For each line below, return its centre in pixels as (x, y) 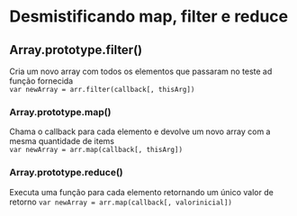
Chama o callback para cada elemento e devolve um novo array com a (140, 131)
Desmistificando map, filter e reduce (149, 17)
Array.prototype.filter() (76, 50)
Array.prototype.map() (60, 112)
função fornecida (41, 81)
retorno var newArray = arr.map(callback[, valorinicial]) (121, 202)
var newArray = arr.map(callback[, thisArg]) (96, 150)
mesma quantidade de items (62, 141)
